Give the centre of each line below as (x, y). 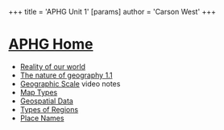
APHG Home (51, 44)
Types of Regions (49, 109)
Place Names (42, 118)
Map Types (39, 92)
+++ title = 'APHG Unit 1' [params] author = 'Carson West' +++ (112, 12)
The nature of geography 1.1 (66, 75)
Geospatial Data (47, 101)
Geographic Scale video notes (70, 83)
